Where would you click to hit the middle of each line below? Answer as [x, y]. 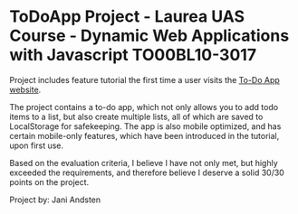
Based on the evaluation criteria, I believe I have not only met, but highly [144, 163]
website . [25, 89]
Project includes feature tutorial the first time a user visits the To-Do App [145, 79]
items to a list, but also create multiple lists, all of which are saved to [136, 116]
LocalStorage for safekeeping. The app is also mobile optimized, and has [145, 126]
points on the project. [49, 181]
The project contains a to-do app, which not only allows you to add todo [144, 107]
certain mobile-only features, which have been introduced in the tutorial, [144, 135]
